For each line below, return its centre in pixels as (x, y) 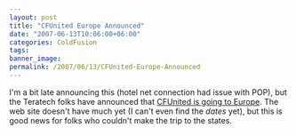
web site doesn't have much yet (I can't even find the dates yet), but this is (146, 111)
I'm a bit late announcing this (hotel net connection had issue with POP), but (148, 92)
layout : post (33, 17)
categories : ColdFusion (53, 42)
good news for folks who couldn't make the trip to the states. (121, 120)
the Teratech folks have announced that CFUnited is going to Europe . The (144, 101)
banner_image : (36, 59)
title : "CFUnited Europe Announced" (77, 26)
